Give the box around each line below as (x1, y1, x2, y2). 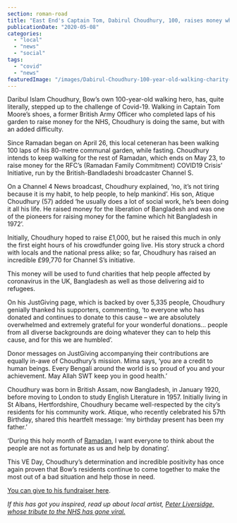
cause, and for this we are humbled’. (7, 336, 113, 344)
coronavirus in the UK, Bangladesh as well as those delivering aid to (7, 277, 205, 285)
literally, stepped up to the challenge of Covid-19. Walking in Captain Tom (7, 103, 221, 111)
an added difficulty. (7, 125, 63, 134)
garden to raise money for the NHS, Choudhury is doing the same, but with (7, 118, 225, 126)
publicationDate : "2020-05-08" (7, 23, 99, 30)
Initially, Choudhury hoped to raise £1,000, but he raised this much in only (7, 233, 221, 242)
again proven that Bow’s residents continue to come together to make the (7, 465, 221, 474)
